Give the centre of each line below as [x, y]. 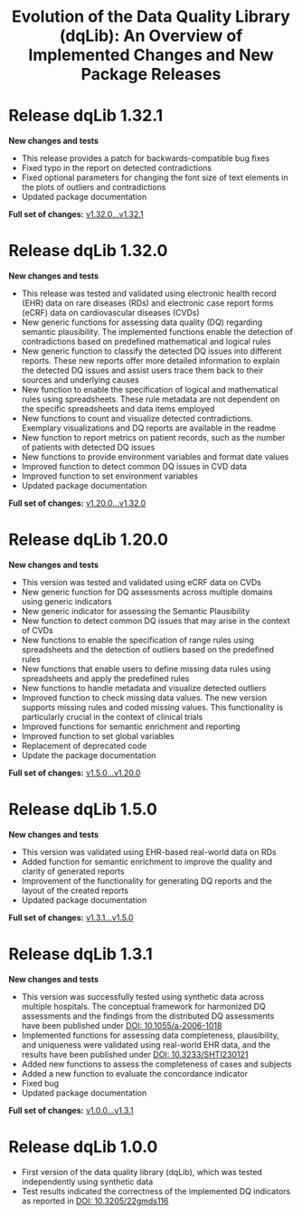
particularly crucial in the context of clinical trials [112, 717]
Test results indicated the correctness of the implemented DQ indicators [156, 1191]
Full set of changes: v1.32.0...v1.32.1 [76, 214]
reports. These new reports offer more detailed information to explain [151, 361]
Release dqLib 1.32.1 [86, 116]
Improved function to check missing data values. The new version [144, 698]
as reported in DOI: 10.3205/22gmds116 [95, 1201]
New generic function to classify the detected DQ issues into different [151, 351]
